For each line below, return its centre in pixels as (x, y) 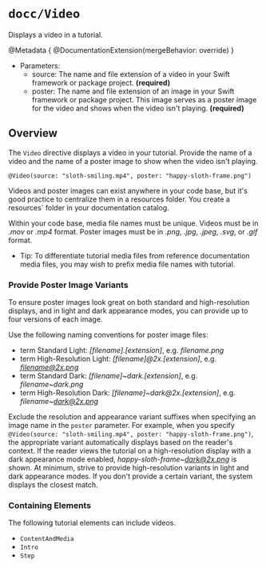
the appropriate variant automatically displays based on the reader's (121, 442)
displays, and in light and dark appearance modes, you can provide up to (128, 311)
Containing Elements (50, 505)
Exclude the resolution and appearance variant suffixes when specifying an (132, 417)
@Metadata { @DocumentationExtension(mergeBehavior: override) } (121, 50)
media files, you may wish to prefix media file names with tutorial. (127, 264)
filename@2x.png (49, 367)
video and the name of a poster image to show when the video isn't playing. (133, 161)
